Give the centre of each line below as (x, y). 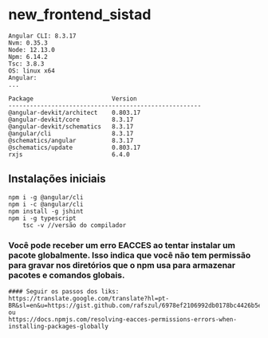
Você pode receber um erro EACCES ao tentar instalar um (122, 245)
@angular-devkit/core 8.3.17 (71, 120)
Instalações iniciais (57, 179)
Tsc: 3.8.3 (26, 64)
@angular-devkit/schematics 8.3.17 (71, 126)
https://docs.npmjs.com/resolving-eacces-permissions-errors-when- (123, 320)
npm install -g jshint (46, 211)
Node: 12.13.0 (32, 49)
